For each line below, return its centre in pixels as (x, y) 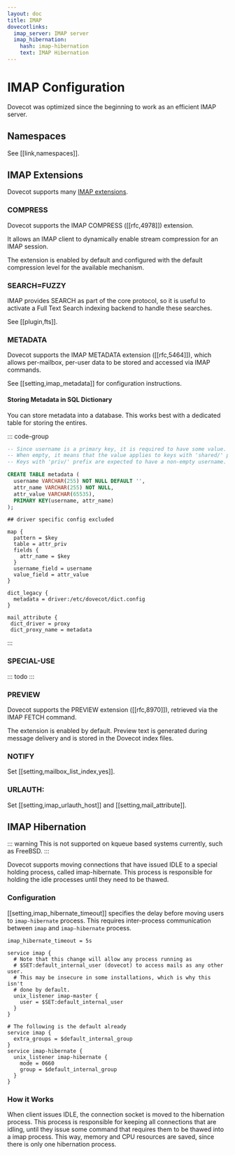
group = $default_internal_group (69, 1069)
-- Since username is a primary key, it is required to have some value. (117, 449)
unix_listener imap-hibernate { (61, 1057)
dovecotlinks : (28, 27)
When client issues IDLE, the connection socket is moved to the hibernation (116, 1114)
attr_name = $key (45, 556)
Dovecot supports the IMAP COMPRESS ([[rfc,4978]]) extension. (100, 225)
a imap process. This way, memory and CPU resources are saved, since (111, 1137)
